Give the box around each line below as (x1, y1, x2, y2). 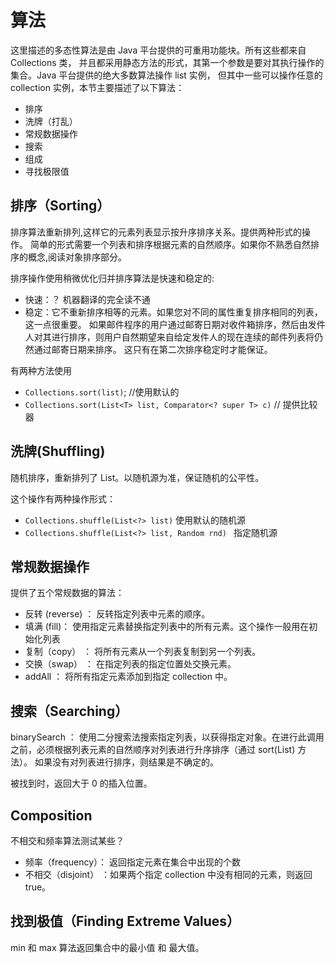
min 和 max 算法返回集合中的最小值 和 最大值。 (10, 941, 205, 953)
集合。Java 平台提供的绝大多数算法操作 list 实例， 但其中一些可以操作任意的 (10, 69, 323, 81)
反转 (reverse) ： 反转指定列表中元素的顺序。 (24, 608, 211, 620)
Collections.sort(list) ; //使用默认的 (24, 386, 180, 398)
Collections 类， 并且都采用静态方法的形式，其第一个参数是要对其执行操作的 (10, 56, 325, 68)
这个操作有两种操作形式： (10, 492, 116, 505)
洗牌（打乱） (24, 115, 78, 127)
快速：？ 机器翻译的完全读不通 (24, 293, 151, 305)
